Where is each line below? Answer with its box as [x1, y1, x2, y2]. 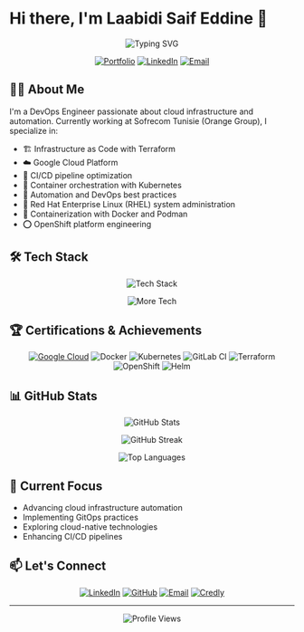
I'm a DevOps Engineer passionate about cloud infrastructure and [9, 106, 254, 117]
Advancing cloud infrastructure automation [22, 503, 184, 512]
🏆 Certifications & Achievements [9, 322, 202, 338]
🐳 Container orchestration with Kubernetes [22, 179, 183, 190]
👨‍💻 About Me [9, 81, 85, 98]
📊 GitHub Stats [9, 388, 98, 404]
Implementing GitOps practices [22, 512, 138, 522]
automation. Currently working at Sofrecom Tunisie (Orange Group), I [9, 115, 267, 126]
